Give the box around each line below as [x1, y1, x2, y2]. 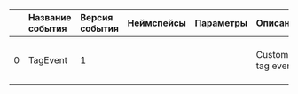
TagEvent [27, 54, 68, 66]
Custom [255, 49, 289, 60]
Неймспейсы [127, 17, 186, 29]
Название [27, 12, 72, 23]
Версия [79, 12, 114, 23]
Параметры [194, 17, 248, 29]
